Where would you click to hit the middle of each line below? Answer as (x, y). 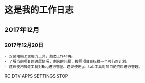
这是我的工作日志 (39, 10)
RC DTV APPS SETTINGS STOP (36, 76)
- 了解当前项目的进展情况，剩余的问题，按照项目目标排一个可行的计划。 (67, 61)
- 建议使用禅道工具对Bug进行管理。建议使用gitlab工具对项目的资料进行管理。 (73, 67)
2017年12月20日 (24, 45)
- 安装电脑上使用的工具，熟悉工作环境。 (40, 56)
